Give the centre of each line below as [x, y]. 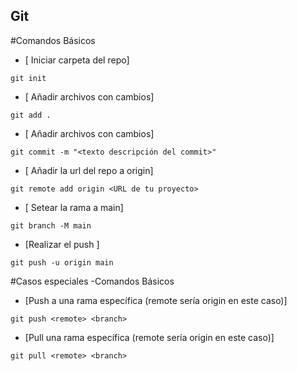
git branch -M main [51, 225]
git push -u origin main [62, 262]
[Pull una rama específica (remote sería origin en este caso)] [149, 337]
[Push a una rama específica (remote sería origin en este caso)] [156, 300]
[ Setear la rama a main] [74, 207]
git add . [31, 115]
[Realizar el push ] [62, 244]
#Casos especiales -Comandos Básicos [92, 281]
